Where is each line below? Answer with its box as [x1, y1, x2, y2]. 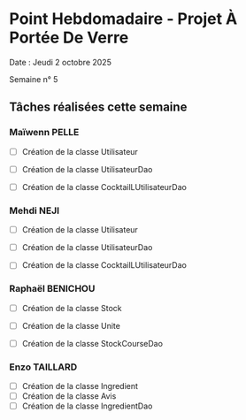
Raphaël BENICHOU [9, 283, 96, 295]
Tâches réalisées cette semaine [9, 100, 188, 115]
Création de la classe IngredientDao [21, 401, 153, 411]
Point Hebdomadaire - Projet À [9, 9, 238, 29]
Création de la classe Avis [21, 391, 117, 401]
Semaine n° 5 [9, 73, 58, 84]
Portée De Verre [9, 27, 129, 48]
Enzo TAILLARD [9, 361, 78, 373]
